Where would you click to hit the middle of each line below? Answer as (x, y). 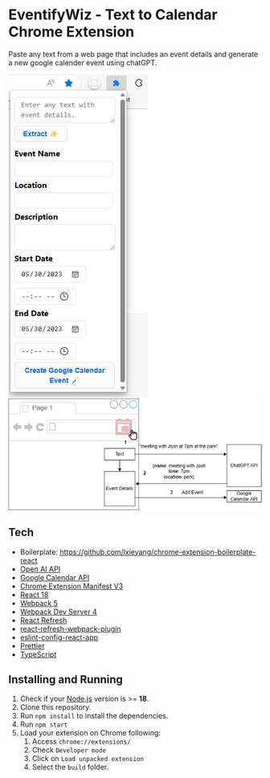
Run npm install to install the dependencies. (94, 716)
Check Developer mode (69, 750)
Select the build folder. (70, 767)
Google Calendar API (55, 577)
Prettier (32, 645)
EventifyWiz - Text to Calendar (113, 15)
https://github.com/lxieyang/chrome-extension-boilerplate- (158, 551)
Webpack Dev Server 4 (59, 612)
